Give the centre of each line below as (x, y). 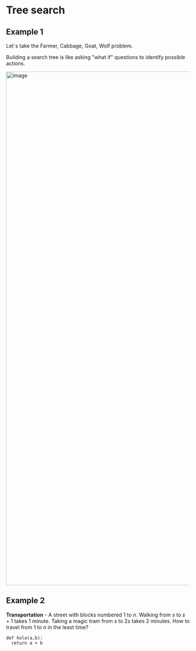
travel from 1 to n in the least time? (47, 627)
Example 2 (25, 601)
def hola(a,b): (24, 638)
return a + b (27, 643)
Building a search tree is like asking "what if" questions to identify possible (96, 57)
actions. (15, 63)
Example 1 (25, 32)
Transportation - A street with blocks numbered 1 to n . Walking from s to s (96, 615)
